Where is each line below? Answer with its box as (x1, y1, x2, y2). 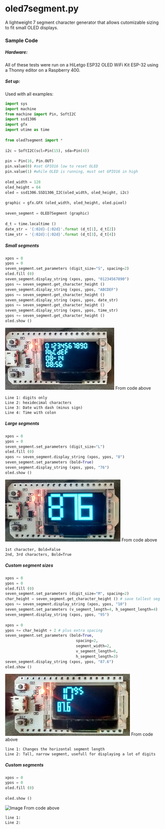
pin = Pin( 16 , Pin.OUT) (5, 159, 54, 164)
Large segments (5, 420, 40, 426)
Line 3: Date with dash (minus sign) (5, 405, 83, 410)
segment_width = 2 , (76, 644, 112, 649)
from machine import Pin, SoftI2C (5, 112, 77, 117)
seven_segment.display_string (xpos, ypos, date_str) (5, 297, 119, 302)
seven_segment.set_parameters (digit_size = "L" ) (5, 444, 105, 449)
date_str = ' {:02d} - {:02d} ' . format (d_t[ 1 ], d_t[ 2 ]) (5, 227, 116, 232)
